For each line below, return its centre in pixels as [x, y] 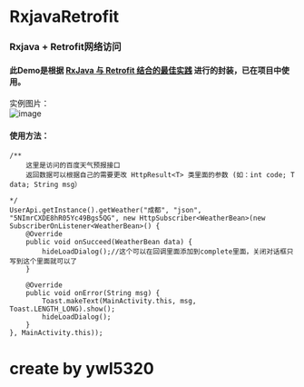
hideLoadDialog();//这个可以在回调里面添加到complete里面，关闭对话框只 [168, 252]
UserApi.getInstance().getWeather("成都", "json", [106, 210]
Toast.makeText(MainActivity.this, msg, [119, 301]
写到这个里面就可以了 [43, 261]
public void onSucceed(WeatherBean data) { [109, 242]
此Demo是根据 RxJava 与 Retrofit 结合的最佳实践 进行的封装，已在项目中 [146, 70]
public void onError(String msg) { [93, 293]
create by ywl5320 [82, 368]
